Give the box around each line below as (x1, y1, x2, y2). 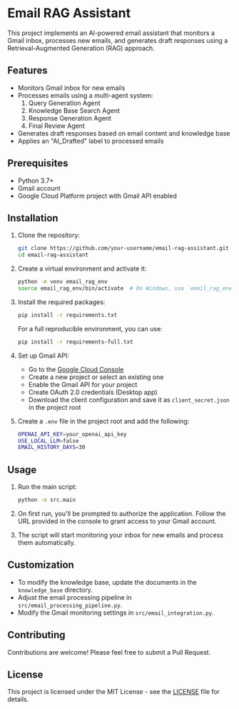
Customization (7, 559, 75, 571)
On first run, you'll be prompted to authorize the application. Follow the (17, 509, 226, 518)
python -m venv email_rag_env (17, 278, 108, 286)
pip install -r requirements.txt (17, 311, 118, 318)
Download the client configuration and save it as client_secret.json (28, 395, 230, 404)
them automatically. (17, 538, 76, 547)
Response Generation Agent (28, 114, 112, 122)
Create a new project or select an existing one (28, 373, 164, 381)
